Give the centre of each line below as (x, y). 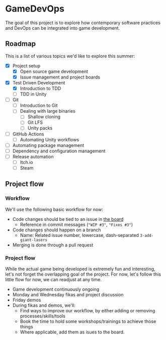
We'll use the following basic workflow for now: (54, 209)
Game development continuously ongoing (56, 289)
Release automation (33, 156)
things (27, 326)
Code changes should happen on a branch (57, 230)
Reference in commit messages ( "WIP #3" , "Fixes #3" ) (76, 224)
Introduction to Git (39, 106)
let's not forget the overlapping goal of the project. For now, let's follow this (83, 274)
